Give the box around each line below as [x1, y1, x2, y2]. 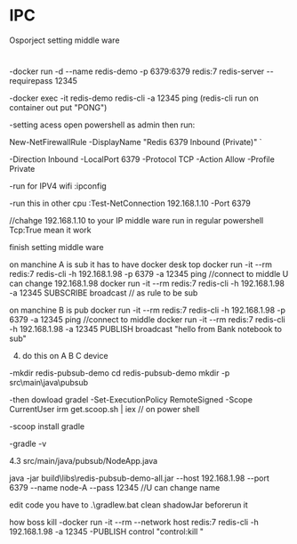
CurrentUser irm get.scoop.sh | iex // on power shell [9, 404, 200, 415]
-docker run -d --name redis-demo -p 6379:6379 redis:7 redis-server [9, 66, 265, 77]
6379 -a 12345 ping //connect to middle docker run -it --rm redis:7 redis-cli [9, 314, 286, 325]
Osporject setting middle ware [9, 35, 120, 45]
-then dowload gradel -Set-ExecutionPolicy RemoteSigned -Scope [9, 394, 253, 405]
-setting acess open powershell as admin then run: [9, 119, 196, 130]
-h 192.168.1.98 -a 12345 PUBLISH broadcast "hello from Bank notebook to [9, 324, 283, 335]
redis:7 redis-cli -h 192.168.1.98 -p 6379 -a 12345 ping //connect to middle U [9, 269, 289, 280]
